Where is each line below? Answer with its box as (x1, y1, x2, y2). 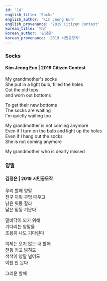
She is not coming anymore (5, 138, 62, 145)
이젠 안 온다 (5, 260, 29, 266)
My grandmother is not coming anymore (5, 122, 89, 128)
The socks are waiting (5, 107, 51, 113)
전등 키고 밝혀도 (5, 247, 37, 253)
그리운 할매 (5, 270, 27, 276)
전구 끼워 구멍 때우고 (5, 194, 46, 200)
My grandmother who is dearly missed (5, 149, 85, 154)
